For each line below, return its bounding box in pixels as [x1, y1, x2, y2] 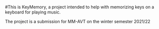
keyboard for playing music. [5, 9, 61, 15]
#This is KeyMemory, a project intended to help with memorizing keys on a [5, 4, 154, 10]
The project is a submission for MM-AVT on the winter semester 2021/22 [5, 19, 151, 24]
